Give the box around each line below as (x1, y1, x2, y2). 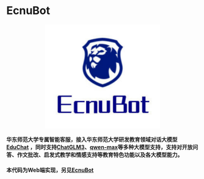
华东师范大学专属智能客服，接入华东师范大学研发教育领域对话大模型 (6, 136, 178, 144)
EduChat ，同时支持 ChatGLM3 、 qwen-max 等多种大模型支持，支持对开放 (6, 144, 193, 151)
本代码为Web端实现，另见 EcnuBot (6, 166, 94, 174)
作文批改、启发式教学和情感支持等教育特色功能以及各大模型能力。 (16, 151, 183, 159)
